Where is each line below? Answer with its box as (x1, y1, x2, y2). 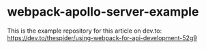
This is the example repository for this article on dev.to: (7, 27, 162, 35)
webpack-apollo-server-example (7, 4, 199, 20)
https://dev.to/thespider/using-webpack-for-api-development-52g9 (7, 33, 198, 42)
